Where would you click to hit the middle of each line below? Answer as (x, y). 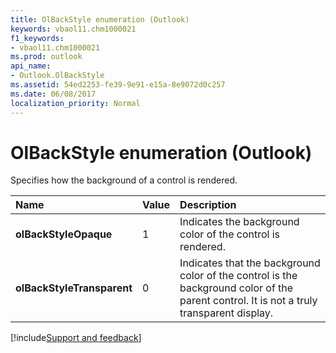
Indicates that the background (250, 263)
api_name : (31, 66)
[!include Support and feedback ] (76, 338)
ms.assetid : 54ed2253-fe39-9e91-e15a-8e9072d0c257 (118, 85)
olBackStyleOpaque (64, 234)
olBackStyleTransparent (74, 288)
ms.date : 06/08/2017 (53, 94)
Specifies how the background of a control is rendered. (124, 180)
